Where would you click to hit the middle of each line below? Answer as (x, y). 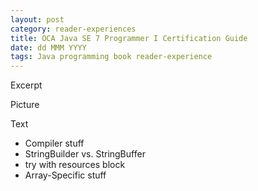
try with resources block (75, 165)
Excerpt (26, 85)
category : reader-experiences (73, 29)
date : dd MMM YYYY (48, 47)
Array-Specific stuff (65, 175)
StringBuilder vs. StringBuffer (85, 154)
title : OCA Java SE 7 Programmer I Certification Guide (129, 38)
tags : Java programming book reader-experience (111, 57)
